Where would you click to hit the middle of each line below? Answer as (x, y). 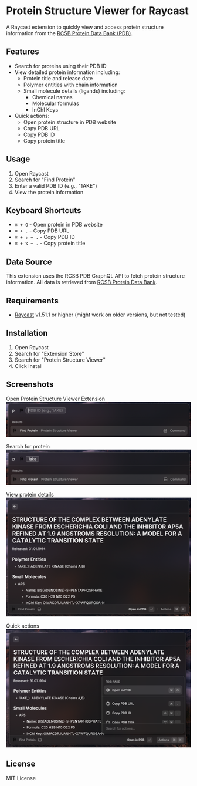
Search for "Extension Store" (50, 353)
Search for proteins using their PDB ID (60, 66)
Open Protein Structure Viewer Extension (56, 399)
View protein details (30, 494)
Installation (27, 333)
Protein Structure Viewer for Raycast (97, 11)
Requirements (32, 301)
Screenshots (30, 385)
